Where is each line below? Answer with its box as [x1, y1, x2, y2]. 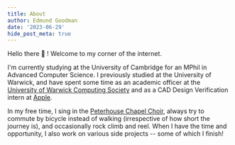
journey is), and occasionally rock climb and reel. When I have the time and [7, 122, 227, 131]
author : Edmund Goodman [7, 17, 78, 24]
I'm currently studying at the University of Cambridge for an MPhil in [7, 63, 207, 71]
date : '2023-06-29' [7, 23, 65, 30]
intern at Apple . [7, 93, 53, 102]
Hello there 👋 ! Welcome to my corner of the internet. [7, 50, 162, 58]
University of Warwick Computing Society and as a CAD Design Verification [7, 86, 229, 94]
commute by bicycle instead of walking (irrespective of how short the [7, 115, 211, 123]
